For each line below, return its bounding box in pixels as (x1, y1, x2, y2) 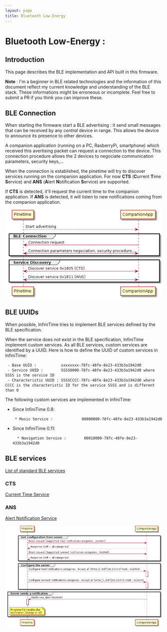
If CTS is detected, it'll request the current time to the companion (5, 188, 139, 195)
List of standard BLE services (5, 467, 66, 473)
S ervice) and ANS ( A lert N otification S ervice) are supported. (5, 179, 130, 185)
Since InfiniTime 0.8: (12, 406, 55, 412)
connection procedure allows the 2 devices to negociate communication (5, 153, 154, 159)
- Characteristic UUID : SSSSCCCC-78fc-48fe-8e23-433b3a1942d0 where (7, 378, 155, 383)
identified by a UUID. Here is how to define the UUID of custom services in (5, 347, 158, 353)
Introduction (5, 56, 45, 64)
